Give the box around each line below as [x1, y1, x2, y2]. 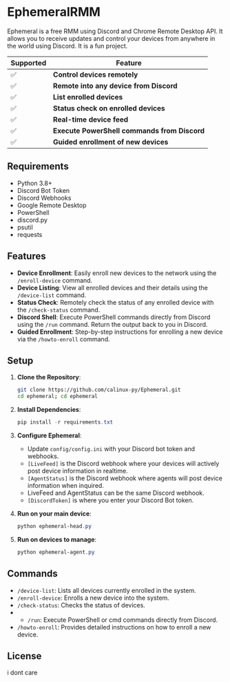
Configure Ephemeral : [17, 431, 82, 439]
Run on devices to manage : [17, 535, 97, 543]
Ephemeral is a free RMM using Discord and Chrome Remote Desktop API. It [7, 27, 223, 35]
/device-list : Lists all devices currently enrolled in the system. [17, 586, 196, 594]
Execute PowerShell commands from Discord [52, 126, 205, 135]
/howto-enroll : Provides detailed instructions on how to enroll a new [17, 623, 211, 631]
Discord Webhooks [17, 193, 72, 202]
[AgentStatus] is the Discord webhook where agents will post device [27, 474, 222, 482]
